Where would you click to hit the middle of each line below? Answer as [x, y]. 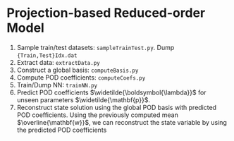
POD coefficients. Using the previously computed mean [98, 115]
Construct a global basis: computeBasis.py [78, 70]
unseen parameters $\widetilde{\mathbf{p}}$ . [84, 99]
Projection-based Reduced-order [106, 13]
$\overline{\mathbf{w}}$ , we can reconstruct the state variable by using [122, 122]
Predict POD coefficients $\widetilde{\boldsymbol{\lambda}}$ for [111, 92]
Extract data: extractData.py [58, 62]
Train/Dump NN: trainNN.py [57, 85]
